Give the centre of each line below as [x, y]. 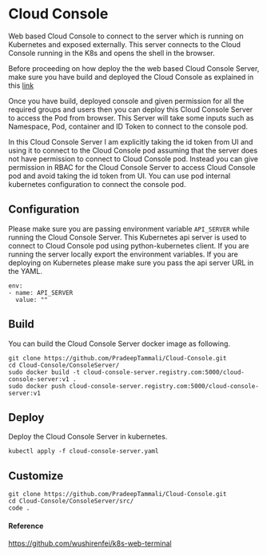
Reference [26, 526]
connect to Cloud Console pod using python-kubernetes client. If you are [129, 245]
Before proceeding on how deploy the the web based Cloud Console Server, [134, 68]
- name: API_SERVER [41, 292]
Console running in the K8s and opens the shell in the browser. [112, 53]
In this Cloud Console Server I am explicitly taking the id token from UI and [131, 141]
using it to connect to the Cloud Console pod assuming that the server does [133, 150]
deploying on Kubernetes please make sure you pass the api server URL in [131, 262]
